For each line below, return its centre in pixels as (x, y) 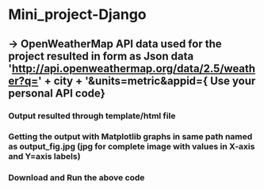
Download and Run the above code (77, 178)
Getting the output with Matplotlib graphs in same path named (130, 137)
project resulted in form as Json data (101, 56)
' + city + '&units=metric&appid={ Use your (147, 81)
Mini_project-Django (77, 15)
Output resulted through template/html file (92, 115)
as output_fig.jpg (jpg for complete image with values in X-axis (132, 146)
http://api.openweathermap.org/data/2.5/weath (134, 68)
